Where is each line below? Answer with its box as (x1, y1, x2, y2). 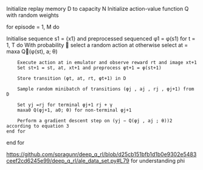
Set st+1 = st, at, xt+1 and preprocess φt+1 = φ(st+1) (17, 65, 162, 71)
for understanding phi (130, 157, 185, 164)
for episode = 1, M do (6, 24, 60, 30)
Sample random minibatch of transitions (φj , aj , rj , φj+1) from (17, 86, 194, 92)
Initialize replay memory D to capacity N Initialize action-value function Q (6, 5, 189, 12)
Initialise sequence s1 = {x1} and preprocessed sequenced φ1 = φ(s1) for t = (6, 35, 196, 42)
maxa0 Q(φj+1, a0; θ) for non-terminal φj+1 (17, 107, 132, 113)
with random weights (6, 11, 59, 19)
